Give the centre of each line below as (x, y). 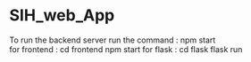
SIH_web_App (62, 15)
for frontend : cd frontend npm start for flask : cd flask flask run (126, 49)
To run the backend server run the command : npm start (113, 40)
